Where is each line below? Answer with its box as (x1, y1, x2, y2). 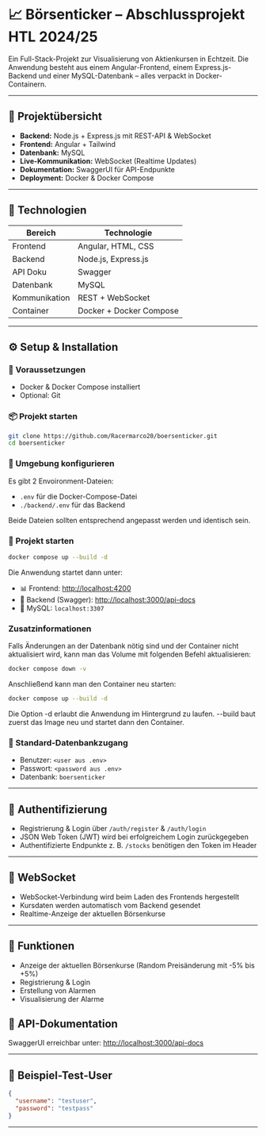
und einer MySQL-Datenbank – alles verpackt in (38, 71, 195, 80)
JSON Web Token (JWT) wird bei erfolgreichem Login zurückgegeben (19, 832, 249, 841)
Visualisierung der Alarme (19, 994, 104, 1003)
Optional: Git (19, 391, 61, 400)
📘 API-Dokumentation (8, 1017, 119, 1030)
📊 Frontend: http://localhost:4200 (19, 583, 132, 593)
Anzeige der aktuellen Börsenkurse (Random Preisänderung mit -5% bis (19, 961, 255, 970)
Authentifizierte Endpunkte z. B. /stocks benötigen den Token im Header (19, 840, 257, 849)
